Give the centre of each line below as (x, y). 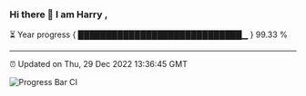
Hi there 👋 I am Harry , (59, 14)
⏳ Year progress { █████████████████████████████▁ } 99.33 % (149, 34)
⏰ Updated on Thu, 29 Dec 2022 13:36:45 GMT (99, 64)
